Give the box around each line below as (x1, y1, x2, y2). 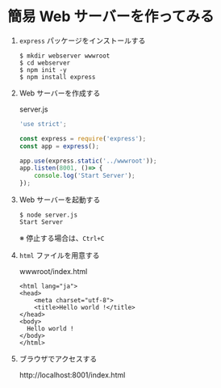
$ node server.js (19, 211, 78, 219)
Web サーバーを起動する (19, 195, 101, 205)
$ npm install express (19, 73, 96, 81)
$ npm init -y (19, 65, 67, 74)
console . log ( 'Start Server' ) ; (34, 171, 136, 180)
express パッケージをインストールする (19, 36, 146, 45)
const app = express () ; (19, 142, 100, 150)
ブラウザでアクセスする (19, 354, 98, 364)
